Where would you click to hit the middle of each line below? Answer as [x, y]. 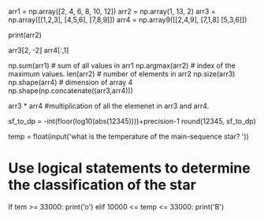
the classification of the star [102, 185]
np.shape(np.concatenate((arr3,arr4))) [71, 91]
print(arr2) [25, 35]
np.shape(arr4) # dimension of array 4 [71, 82]
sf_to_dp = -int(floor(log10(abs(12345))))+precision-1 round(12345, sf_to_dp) [132, 121]
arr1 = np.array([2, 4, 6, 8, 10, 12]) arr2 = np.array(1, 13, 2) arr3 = [112, 11]
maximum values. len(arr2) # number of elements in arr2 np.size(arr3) [122, 74]
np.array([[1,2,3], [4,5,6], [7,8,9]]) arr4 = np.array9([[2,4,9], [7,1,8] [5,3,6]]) [128, 20]
